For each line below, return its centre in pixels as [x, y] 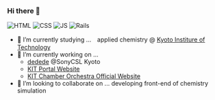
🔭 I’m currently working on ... [58, 54]
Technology [34, 48]
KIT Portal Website [53, 69]
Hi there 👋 [24, 11]
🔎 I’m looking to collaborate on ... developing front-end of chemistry [113, 84]
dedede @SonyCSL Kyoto [64, 62]
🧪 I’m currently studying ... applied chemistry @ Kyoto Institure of [111, 39]
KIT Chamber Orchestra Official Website [84, 76]
